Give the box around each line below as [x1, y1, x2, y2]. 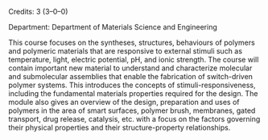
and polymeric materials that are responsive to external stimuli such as [8, 46, 243, 55]
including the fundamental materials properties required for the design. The [8, 89, 258, 98]
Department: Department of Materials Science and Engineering [8, 22, 217, 31]
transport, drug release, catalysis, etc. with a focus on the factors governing [8, 114, 261, 123]
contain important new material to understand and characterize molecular [8, 63, 253, 73]
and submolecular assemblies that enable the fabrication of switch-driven [8, 72, 254, 81]
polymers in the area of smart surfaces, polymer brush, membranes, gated [8, 106, 256, 115]
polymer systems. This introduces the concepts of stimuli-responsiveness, [8, 80, 256, 90]
